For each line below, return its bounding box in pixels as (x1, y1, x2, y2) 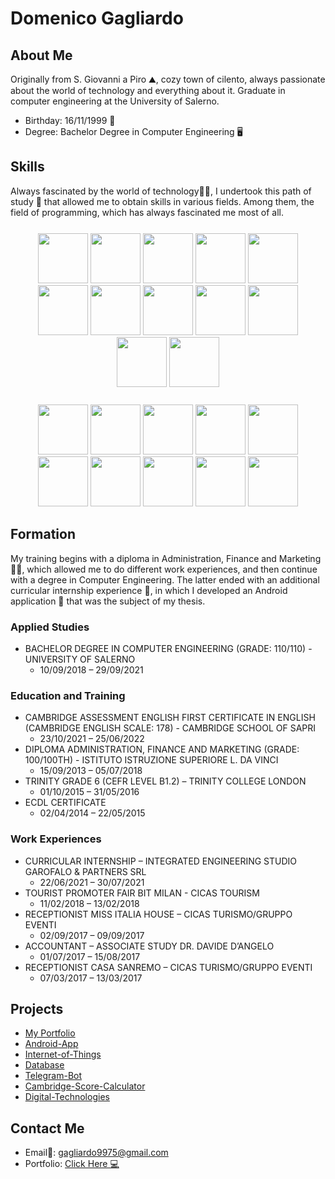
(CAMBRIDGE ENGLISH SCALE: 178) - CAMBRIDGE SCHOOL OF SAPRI (24, 722, 317, 734)
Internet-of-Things (24, 1048, 102, 1061)
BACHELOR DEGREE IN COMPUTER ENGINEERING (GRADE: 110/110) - (24, 642, 313, 654)
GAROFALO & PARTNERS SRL (24, 865, 147, 877)
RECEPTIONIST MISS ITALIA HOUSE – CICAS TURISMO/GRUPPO (24, 908, 293, 920)
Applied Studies (10, 620, 90, 634)
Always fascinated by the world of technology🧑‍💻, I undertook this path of (10, 185, 312, 197)
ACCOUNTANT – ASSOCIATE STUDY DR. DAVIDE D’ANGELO (24, 940, 275, 952)
